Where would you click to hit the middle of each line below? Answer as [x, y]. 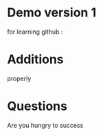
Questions [37, 106]
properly [19, 78]
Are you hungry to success [45, 125]
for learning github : [35, 32]
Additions [35, 59]
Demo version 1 [52, 13]
